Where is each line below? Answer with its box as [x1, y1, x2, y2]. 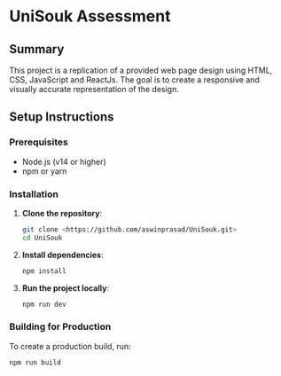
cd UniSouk [21, 233, 63, 242]
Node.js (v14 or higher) [21, 156, 106, 167]
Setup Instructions [9, 109, 114, 125]
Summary [9, 42, 65, 57]
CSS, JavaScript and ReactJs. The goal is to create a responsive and [9, 74, 260, 85]
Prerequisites [9, 136, 68, 148]
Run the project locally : [21, 282, 109, 294]
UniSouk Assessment [9, 6, 171, 27]
